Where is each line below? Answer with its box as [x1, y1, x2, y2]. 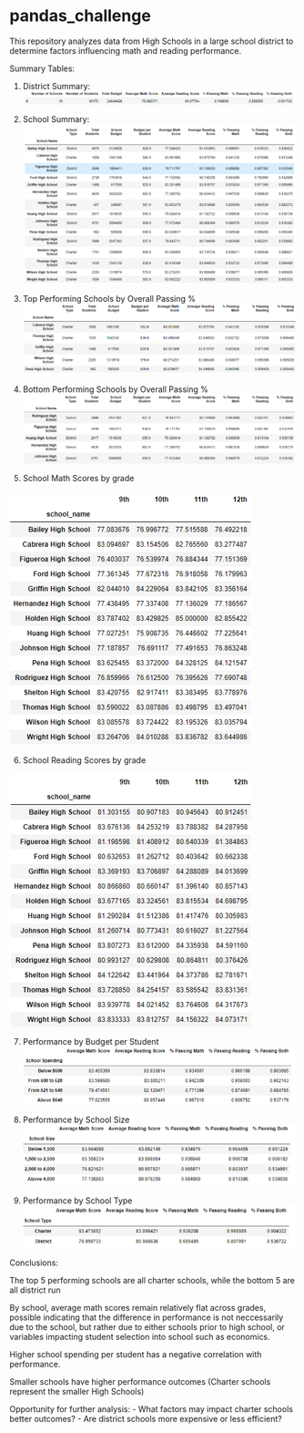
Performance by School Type [22, 1195, 133, 1206]
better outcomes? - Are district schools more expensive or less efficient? [9, 1413, 282, 1424]
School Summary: [22, 114, 90, 125]
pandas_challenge [9, 5, 152, 26]
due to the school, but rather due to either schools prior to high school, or [9, 1321, 285, 1332]
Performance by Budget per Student [22, 1036, 159, 1046]
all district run [9, 1284, 61, 1295]
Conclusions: [9, 1257, 59, 1268]
